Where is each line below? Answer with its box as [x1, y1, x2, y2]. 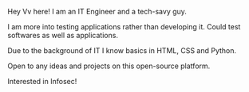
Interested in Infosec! [7, 77, 77, 86]
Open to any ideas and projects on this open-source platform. [7, 61, 211, 71]
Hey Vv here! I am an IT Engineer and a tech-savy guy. [7, 7, 187, 16]
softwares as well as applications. [7, 31, 119, 40]
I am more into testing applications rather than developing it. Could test [7, 22, 241, 31]
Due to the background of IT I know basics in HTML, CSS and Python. [7, 46, 237, 55]
